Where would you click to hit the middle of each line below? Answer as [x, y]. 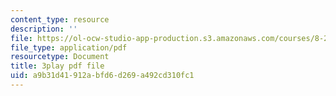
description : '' [44, 29]
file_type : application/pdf [69, 47]
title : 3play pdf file [57, 66]
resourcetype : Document [60, 57]
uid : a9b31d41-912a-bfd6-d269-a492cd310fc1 [102, 76]
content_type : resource [60, 19]
